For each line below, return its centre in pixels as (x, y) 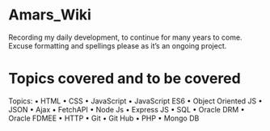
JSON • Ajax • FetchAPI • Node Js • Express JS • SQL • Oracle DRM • (127, 109)
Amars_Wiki (50, 15)
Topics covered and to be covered (124, 79)
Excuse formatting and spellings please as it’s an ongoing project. (118, 45)
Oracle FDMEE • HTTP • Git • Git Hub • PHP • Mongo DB (104, 118)
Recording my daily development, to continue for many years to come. (125, 37)
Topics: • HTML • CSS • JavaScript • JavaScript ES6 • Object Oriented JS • (135, 101)
